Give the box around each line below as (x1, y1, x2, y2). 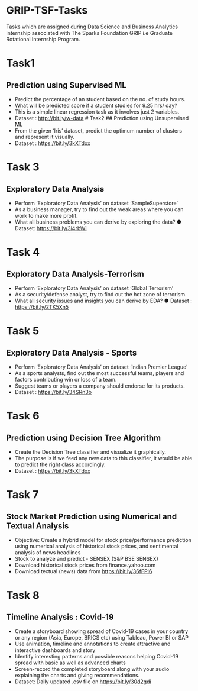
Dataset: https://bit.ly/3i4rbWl (14, 224, 87, 231)
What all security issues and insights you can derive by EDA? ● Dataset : (14, 297, 192, 304)
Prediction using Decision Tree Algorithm (6, 432, 161, 443)
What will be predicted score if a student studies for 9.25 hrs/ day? (14, 102, 177, 109)
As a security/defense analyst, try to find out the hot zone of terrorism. (14, 290, 187, 298)
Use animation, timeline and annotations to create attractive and (14, 640, 171, 647)
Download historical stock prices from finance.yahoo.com (14, 561, 156, 569)
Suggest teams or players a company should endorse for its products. (14, 382, 185, 389)
